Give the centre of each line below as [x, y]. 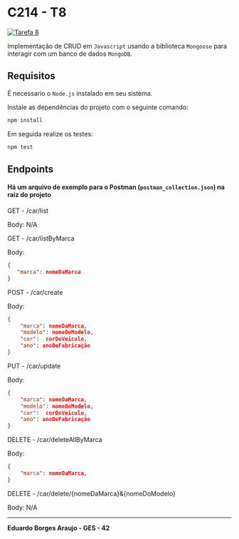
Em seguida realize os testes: [51, 134]
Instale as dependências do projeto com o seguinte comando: [98, 107]
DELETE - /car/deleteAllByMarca [55, 440]
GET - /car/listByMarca [41, 238]
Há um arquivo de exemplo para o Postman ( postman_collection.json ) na [116, 187]
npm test [20, 147]
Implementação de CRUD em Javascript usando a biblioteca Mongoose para [117, 46]
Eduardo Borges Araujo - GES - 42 [59, 528]
